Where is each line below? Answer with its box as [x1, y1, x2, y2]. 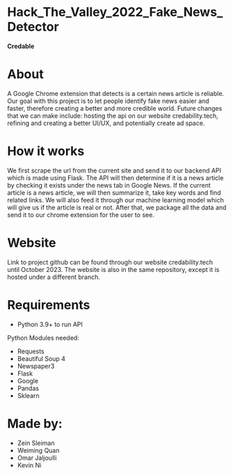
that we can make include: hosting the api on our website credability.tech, [7, 111, 219, 120]
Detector [7, 19, 59, 35]
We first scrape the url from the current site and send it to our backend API [7, 166, 221, 175]
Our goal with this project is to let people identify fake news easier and [7, 97, 210, 105]
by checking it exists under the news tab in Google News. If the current [7, 181, 211, 189]
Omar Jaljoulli [17, 453, 57, 462]
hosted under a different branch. [7, 273, 101, 281]
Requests [17, 347, 45, 355]
